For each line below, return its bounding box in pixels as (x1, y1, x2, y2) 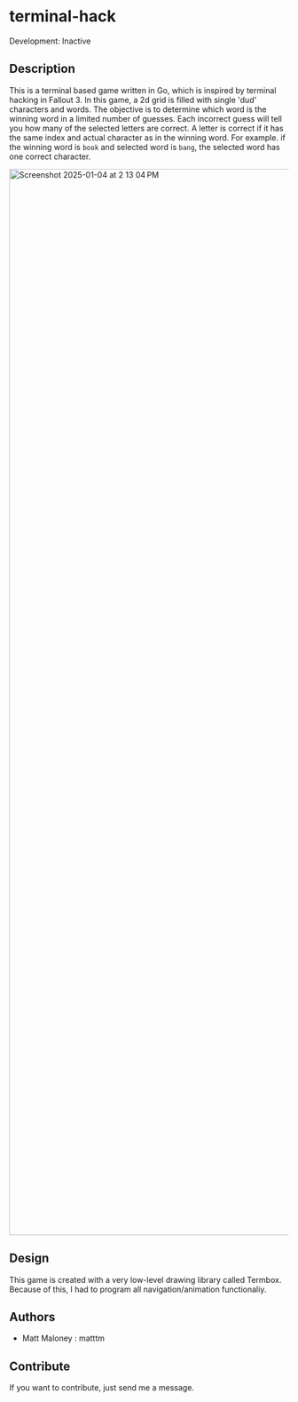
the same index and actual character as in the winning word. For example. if (9, 131, 286, 143)
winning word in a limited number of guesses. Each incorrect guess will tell (9, 113, 282, 123)
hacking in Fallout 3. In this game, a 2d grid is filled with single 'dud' (9, 94, 257, 105)
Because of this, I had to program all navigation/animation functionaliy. (9, 1284, 267, 1294)
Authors (9, 1309, 56, 1325)
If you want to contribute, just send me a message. (9, 1382, 195, 1393)
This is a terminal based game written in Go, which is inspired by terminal (9, 84, 277, 95)
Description (9, 61, 75, 76)
